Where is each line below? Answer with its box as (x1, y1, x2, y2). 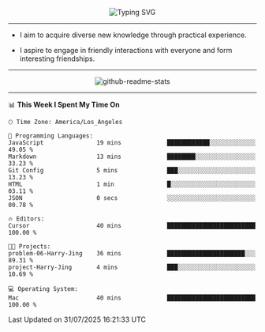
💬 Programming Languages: (8, 132, 93, 140)
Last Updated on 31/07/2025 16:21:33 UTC (8, 315, 147, 324)
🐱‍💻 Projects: (8, 243, 51, 251)
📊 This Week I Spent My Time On (8, 100, 120, 109)
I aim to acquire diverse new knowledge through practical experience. (19, 30, 247, 40)
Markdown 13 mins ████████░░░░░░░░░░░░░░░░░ (8, 153, 256, 160)
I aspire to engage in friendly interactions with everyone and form (19, 46, 233, 55)
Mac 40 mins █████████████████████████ (8, 294, 256, 302)
